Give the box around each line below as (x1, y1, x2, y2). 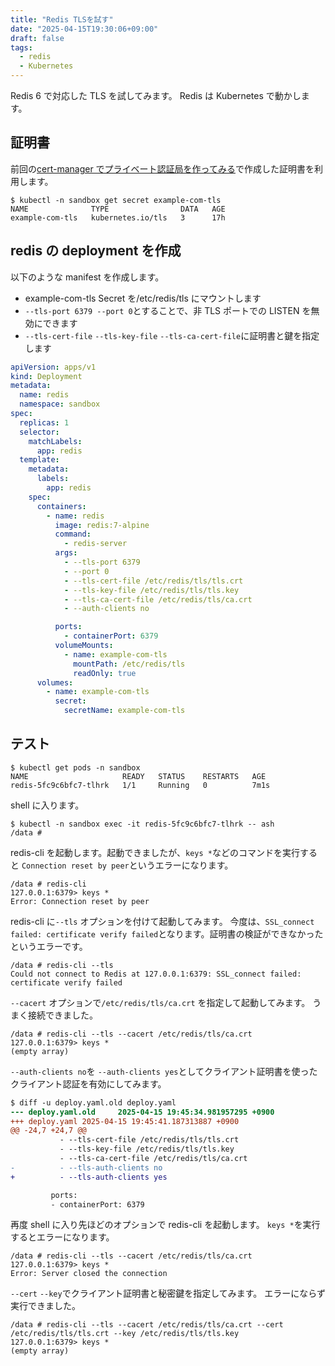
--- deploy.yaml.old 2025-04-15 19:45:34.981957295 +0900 (10, 1107, 275, 1117)
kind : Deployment (10, 371, 83, 381)
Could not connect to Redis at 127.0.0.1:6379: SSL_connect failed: (10, 969, 302, 979)
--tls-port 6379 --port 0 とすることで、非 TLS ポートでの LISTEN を (24, 304, 312, 316)
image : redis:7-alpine (54, 520, 150, 530)
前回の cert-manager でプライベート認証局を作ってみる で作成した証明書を (10, 162, 315, 175)
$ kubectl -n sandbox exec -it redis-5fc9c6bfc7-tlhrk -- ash (10, 819, 275, 829)
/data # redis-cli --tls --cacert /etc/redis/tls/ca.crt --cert (10, 1320, 284, 1330)
